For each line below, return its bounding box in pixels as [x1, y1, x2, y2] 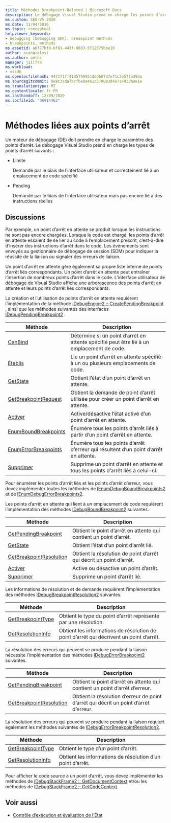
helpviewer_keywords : [5, 31, 51, 36]
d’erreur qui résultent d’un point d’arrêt [70, 446, 163, 453]
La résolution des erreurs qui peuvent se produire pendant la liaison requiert [5, 719, 165, 725]
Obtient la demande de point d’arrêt [70, 389, 155, 396]
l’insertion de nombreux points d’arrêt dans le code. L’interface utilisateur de [5, 275, 165, 280]
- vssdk [5, 70, 22, 75]
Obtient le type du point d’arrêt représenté [59, 612, 160, 619]
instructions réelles [12, 198, 53, 204]
